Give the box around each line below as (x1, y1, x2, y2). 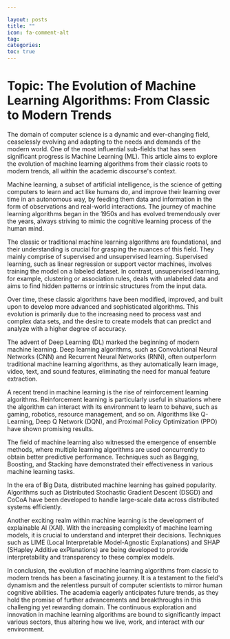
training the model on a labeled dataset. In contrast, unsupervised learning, (7, 267, 220, 275)
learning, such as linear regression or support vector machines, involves (7, 260, 212, 268)
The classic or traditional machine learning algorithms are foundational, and (7, 238, 222, 246)
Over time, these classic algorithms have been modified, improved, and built (7, 295, 223, 303)
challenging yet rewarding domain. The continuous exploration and (7, 602, 198, 611)
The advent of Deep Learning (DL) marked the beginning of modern (7, 338, 200, 346)
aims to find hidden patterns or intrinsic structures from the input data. (7, 281, 207, 290)
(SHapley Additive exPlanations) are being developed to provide (7, 545, 189, 553)
